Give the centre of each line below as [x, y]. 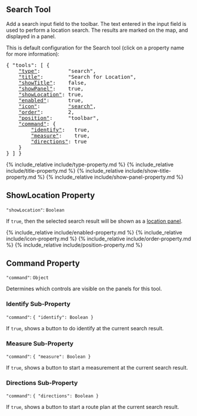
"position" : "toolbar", [59, 118]
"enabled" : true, [51, 100]
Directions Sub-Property [42, 383]
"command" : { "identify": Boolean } [50, 317]
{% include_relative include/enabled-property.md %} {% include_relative [94, 232]
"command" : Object [27, 277]
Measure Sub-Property [40, 343]
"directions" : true [59, 141]
